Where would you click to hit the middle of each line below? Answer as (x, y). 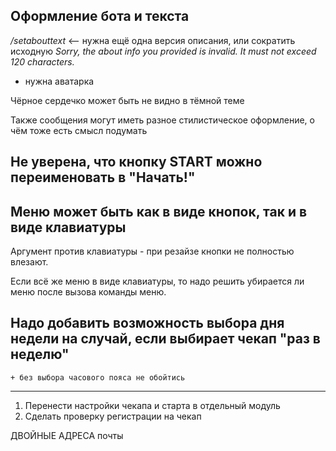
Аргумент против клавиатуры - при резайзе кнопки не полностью (152, 251)
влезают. (29, 262)
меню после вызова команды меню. (88, 292)
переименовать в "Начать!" (103, 177)
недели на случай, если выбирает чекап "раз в (165, 339)
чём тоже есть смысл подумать (79, 130)
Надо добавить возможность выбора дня (147, 323)
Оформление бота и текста (100, 16)
